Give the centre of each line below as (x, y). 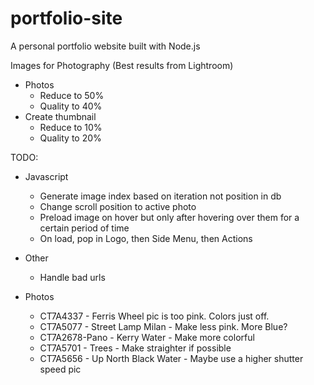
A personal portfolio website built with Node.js (105, 46)
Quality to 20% (70, 138)
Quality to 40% (71, 106)
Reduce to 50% (72, 95)
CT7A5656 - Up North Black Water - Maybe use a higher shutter (171, 358)
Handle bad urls (72, 277)
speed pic (60, 369)
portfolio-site (66, 18)
